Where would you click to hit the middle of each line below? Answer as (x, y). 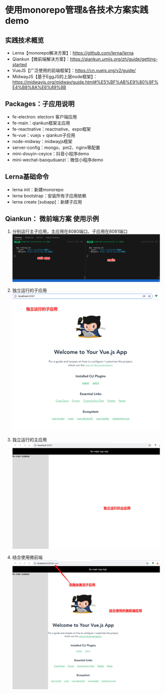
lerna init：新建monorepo (38, 189)
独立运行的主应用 (29, 439)
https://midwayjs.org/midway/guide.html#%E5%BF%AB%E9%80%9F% (85, 82)
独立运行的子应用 (29, 290)
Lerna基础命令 (27, 177)
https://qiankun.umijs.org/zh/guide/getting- (114, 59)
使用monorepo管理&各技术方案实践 (77, 10)
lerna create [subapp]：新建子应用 (47, 202)
